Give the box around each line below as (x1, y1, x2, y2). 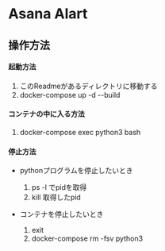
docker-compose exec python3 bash (19, 127, 141, 137)
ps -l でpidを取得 (31, 183, 87, 192)
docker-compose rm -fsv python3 (31, 234, 144, 243)
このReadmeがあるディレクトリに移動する (19, 81, 158, 91)
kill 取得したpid (31, 192, 81, 203)
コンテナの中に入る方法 (8, 109, 85, 119)
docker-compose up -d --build (19, 90, 121, 99)
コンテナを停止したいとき (19, 210, 104, 219)
